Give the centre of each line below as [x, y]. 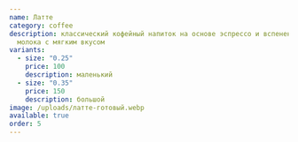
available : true [39, 116]
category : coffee [41, 26]
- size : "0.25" [45, 58]
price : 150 [45, 91]
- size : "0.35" [45, 83]
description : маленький [69, 75]
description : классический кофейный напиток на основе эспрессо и [134, 34]
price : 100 [45, 67]
